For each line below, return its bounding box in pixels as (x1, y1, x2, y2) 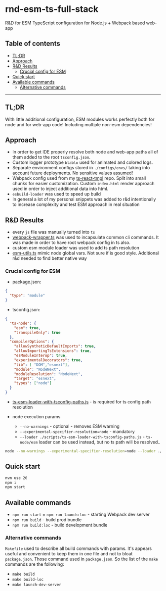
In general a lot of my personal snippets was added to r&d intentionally (12, 197, 156, 202)
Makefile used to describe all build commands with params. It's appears (5, 545, 152, 551)
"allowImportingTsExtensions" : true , (14, 348, 92, 353)
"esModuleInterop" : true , (14, 353, 68, 358)
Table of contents (5, 40, 60, 48)
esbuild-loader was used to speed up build (12, 191, 101, 197)
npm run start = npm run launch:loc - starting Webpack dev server (12, 511, 150, 518)
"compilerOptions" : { (9, 339, 54, 345)
